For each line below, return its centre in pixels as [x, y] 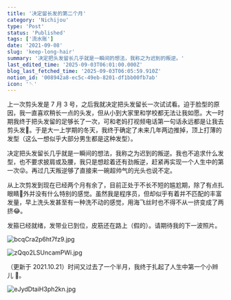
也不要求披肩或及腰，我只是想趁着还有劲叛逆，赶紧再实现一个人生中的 [118, 162]
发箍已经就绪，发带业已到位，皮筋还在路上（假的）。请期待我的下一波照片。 [114, 226]
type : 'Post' [26, 26]
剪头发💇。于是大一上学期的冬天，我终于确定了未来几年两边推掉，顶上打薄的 [114, 130]
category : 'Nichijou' [38, 20]
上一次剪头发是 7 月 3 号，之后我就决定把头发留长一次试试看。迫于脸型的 [111, 105]
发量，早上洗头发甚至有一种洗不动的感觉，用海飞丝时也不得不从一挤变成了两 [115, 202]
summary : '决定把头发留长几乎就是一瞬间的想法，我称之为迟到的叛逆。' [96, 58]
